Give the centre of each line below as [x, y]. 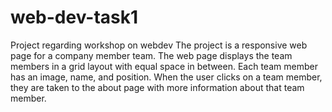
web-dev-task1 [74, 17]
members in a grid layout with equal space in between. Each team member [164, 66]
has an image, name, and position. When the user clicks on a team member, [166, 77]
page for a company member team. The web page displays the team [151, 55]
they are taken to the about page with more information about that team [157, 87]
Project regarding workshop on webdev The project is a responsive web [159, 45]
